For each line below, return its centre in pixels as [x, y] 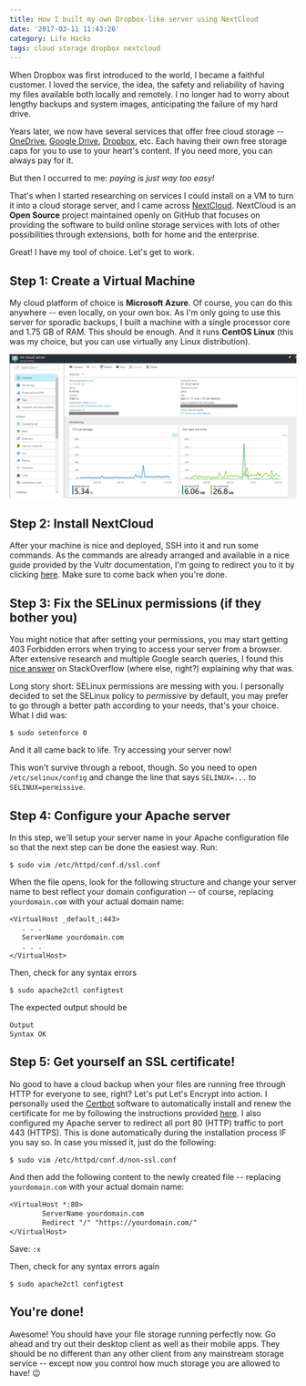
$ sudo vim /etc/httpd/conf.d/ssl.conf [85, 865]
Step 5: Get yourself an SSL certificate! [122, 1062]
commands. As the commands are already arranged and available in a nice [149, 555]
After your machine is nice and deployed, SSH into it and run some [134, 546]
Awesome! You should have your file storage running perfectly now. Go [143, 1334]
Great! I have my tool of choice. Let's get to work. [102, 252]
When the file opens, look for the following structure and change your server [153, 882]
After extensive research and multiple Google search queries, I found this [147, 659]
